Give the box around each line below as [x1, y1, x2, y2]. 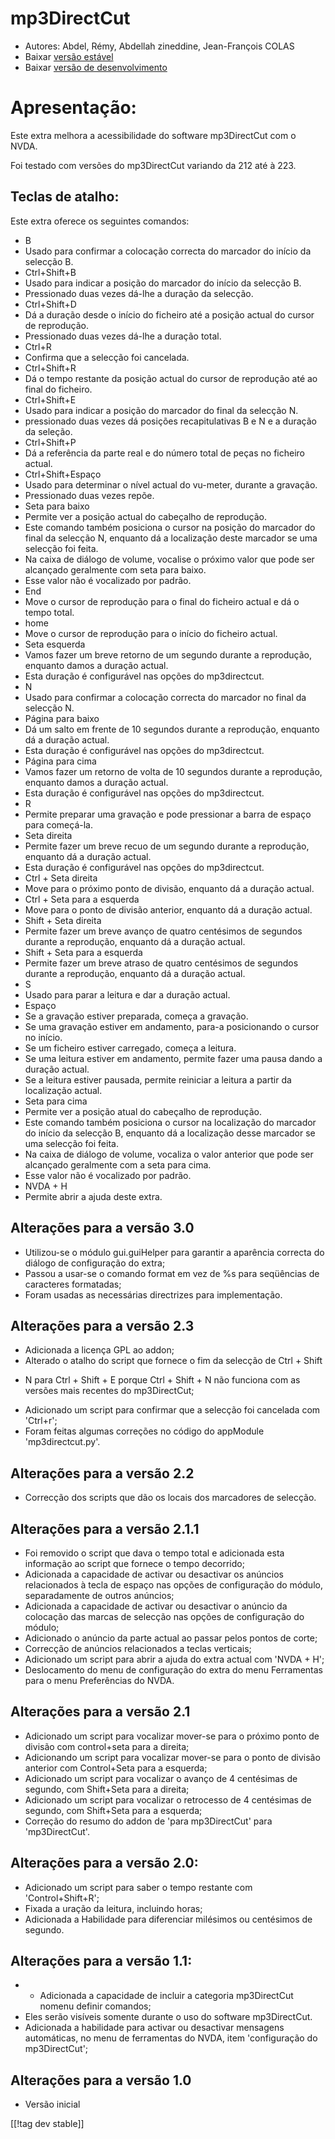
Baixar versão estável [24, 50, 114, 62]
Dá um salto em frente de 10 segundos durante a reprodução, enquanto [24, 723, 320, 735]
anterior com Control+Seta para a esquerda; [24, 1762, 208, 1774]
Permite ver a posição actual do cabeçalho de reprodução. [24, 510, 268, 522]
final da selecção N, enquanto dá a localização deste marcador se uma [24, 532, 318, 544]
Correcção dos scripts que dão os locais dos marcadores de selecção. [24, 1492, 317, 1504]
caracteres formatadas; [24, 1278, 122, 1290]
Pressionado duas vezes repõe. [24, 489, 155, 501]
